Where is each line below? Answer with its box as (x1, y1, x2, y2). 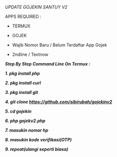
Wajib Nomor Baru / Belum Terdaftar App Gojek (12, 42, 107, 48)
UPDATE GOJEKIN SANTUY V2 (5, 4, 68, 10)
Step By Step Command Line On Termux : (5, 61, 91, 67)
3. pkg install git (5, 90, 38, 95)
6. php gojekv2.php (5, 118, 45, 124)
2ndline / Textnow (12, 51, 49, 57)
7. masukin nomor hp (5, 127, 49, 133)
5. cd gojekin (5, 109, 32, 114)
